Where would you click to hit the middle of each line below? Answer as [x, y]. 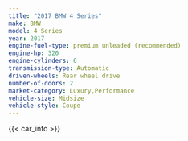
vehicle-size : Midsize [46, 98]
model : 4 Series [35, 31]
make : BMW [25, 23]
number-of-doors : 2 [41, 83]
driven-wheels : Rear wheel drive [64, 76]
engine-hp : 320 [34, 53]
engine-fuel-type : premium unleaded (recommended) [95, 46]
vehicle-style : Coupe [45, 106]
